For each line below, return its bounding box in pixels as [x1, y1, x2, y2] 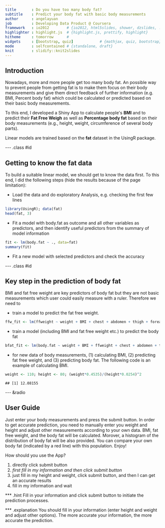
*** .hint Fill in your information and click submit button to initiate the [5, 492, 144, 498]
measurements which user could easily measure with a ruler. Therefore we [5, 295, 156, 301]
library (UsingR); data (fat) [5, 207, 63, 212]
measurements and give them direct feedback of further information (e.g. [5, 90, 154, 96]
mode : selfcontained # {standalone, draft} [5, 44, 113, 49]
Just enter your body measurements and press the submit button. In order [5, 417, 155, 422]
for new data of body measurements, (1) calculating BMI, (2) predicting [12, 352, 156, 358]
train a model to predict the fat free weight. [12, 310, 99, 316]
